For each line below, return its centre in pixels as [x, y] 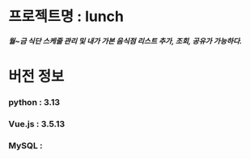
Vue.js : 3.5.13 [37, 123]
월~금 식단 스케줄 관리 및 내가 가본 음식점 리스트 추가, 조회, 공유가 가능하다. [125, 40]
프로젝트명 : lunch [66, 17]
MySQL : [25, 145]
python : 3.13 [34, 102]
